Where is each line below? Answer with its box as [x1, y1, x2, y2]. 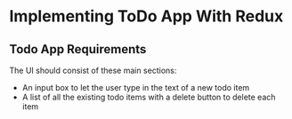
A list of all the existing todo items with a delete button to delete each [21, 91, 276, 102]
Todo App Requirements [9, 42, 147, 57]
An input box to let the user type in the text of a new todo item [21, 83, 250, 92]
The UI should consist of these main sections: [9, 65, 177, 75]
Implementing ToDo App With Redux [9, 6, 284, 27]
